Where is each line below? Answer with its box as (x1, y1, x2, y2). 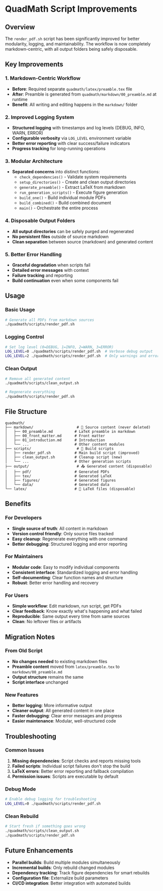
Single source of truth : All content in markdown (12, 526, 108, 531)
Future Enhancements (5, 847, 74, 855)
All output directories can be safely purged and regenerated (12, 228, 134, 234)
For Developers (5, 514, 42, 521)
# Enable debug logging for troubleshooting (5, 797, 97, 802)
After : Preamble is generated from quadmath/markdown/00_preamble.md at (12, 91, 157, 97)
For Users (5, 592, 29, 599)
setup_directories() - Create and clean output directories (19, 179, 136, 185)
